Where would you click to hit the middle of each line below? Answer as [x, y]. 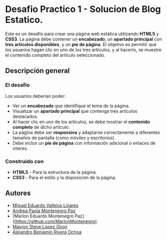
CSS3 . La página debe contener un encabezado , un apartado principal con [84, 39]
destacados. [25, 116]
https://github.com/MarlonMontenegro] [56, 221]
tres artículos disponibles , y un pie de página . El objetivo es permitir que [81, 44]
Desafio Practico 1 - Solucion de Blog [83, 9]
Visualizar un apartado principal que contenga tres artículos [75, 111]
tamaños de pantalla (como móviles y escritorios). [64, 138]
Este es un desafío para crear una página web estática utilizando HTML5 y [82, 34]
